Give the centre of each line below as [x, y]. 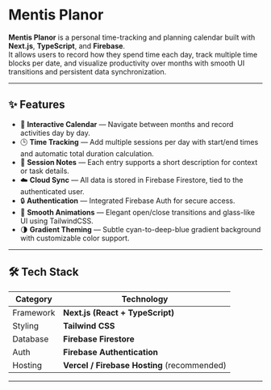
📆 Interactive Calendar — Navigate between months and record [127, 124]
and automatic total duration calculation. [87, 153]
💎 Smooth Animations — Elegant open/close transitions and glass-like [138, 212]
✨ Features [37, 105]
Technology [145, 299]
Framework [34, 312]
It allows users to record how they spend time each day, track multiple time [133, 54]
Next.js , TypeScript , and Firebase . [67, 45]
